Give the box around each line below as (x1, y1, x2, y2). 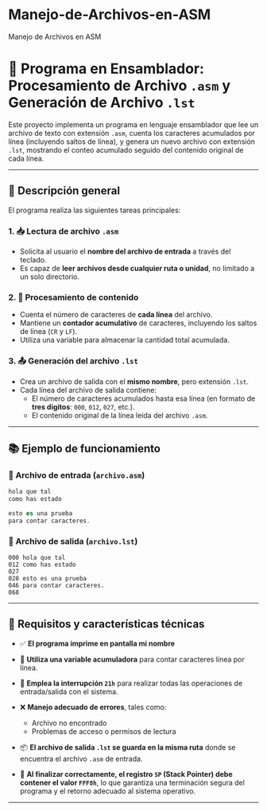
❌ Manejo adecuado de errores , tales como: (19, 702, 167, 712)
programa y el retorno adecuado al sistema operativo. (19, 786, 196, 796)
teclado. (19, 254, 47, 264)
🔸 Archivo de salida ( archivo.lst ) (8, 535, 138, 546)
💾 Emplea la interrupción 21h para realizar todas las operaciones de (19, 678, 243, 688)
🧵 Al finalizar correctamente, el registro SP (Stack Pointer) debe (19, 769, 233, 778)
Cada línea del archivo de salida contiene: (19, 385, 157, 394)
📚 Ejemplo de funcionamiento (8, 441, 161, 455)
